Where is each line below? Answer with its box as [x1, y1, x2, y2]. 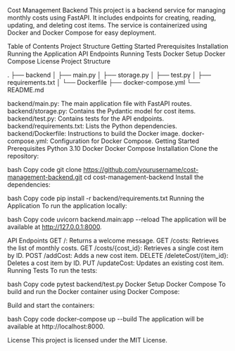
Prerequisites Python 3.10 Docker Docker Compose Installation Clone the [7, 144, 218, 152]
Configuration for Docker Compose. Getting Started [49, 137, 199, 145]
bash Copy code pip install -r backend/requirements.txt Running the [7, 194, 205, 202]
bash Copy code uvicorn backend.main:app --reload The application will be [7, 215, 227, 223]
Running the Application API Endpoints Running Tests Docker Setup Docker [7, 49, 226, 58]
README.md [7, 86, 44, 94]
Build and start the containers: [7, 301, 95, 309]
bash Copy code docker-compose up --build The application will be [7, 315, 204, 323]
